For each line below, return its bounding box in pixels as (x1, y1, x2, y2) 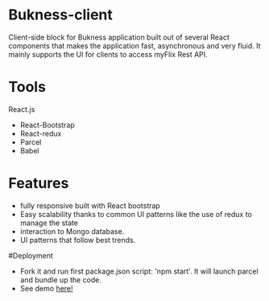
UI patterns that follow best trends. (19, 235, 136, 245)
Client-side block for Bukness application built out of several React (8, 32, 230, 42)
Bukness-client (8, 6, 113, 24)
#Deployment (8, 250, 54, 260)
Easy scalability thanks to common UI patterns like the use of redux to (19, 209, 252, 219)
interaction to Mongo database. (19, 226, 125, 236)
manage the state (19, 218, 79, 228)
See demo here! (19, 283, 74, 293)
